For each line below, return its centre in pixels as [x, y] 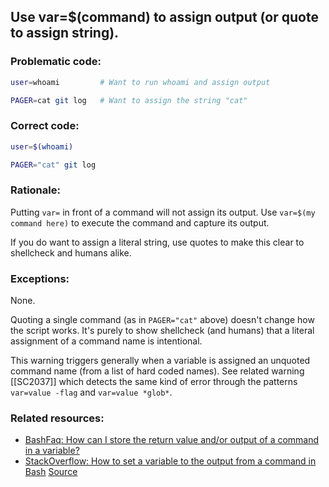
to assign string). [65, 33]
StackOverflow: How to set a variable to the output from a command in [170, 461]
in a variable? [52, 451]
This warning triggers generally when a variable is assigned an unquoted [160, 361]
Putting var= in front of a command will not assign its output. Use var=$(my [163, 212]
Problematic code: [56, 62]
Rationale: [35, 190]
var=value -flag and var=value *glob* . [91, 392]
